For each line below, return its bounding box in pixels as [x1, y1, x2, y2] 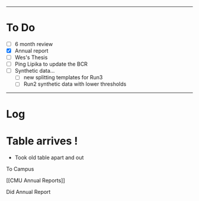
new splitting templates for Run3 [23, 74, 103, 81]
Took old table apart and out [14, 154, 84, 161]
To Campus [6, 165, 34, 172]
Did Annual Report [6, 188, 51, 195]
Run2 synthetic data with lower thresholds [23, 80, 127, 87]
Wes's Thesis [14, 54, 48, 61]
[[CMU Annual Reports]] [6, 177, 65, 184]
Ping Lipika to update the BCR [14, 60, 88, 68]
